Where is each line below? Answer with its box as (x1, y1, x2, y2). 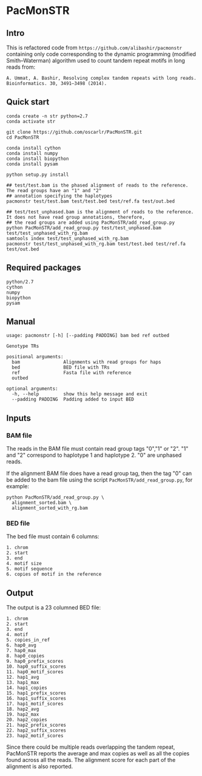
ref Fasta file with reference (12, 370, 132, 376)
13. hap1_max (6, 679, 39, 686)
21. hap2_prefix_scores (6, 722, 67, 729)
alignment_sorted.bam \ (12, 500, 72, 506)
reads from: (6, 63, 36, 71)
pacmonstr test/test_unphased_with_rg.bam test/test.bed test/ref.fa (6, 241, 186, 247)
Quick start (6, 97, 50, 107)
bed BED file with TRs (12, 364, 110, 371)
